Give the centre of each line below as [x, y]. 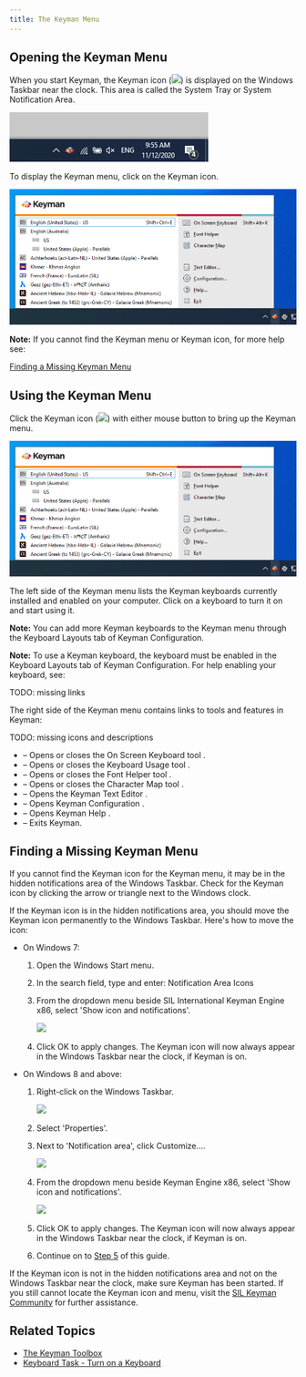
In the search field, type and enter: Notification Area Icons [145, 982]
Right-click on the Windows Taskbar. [105, 1091]
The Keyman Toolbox [62, 1352]
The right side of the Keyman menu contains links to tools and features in [147, 710]
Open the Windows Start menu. [95, 965]
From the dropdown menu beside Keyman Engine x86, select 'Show [163, 1182]
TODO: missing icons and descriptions [82, 737]
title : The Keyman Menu [55, 19]
